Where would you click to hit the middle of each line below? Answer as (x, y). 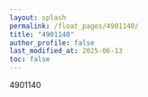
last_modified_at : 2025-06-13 (66, 51)
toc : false (30, 59)
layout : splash (38, 18)
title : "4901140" (42, 34)
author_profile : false (52, 43)
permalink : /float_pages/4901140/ (74, 26)
